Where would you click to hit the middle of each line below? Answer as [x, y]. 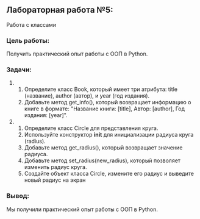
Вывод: [18, 196]
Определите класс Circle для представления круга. [91, 128]
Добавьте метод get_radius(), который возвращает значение [103, 148]
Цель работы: [28, 40]
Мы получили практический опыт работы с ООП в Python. [82, 209]
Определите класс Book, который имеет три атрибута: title [101, 89]
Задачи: [19, 70]
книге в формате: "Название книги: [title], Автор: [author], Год [104, 109]
